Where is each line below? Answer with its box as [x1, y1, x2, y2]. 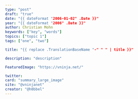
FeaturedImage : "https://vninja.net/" [5, 65, 84, 70]
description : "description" [5, 56, 62, 61]
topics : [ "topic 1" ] [5, 34, 47, 39]
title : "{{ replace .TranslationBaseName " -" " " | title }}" [5, 47, 134, 52]
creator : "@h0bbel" [5, 87, 45, 92]
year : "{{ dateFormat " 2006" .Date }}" [5, 20, 86, 26]
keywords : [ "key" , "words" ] [5, 29, 62, 34]
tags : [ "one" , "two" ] [5, 39, 49, 43]
